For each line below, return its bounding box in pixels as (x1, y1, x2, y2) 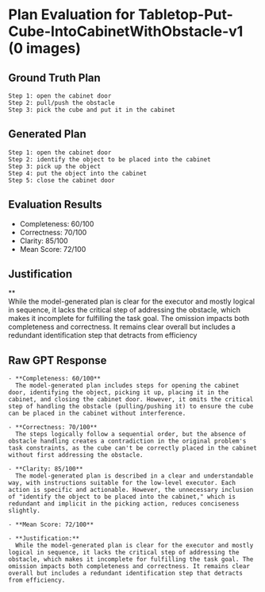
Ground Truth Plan (8, 71, 101, 84)
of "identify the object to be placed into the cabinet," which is (8, 493, 236, 501)
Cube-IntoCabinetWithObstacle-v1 (8, 22, 244, 41)
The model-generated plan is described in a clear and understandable (15, 472, 254, 480)
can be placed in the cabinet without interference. (8, 409, 186, 418)
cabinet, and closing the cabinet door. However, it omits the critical (8, 396, 254, 404)
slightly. (8, 507, 41, 515)
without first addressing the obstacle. (8, 451, 144, 459)
